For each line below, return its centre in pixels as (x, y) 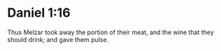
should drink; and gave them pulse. (58, 39)
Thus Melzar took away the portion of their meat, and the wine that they (111, 32)
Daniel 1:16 (39, 13)
